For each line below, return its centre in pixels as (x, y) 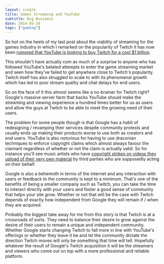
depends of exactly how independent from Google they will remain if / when (82, 200)
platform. (14, 256)
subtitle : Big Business (29, 19)
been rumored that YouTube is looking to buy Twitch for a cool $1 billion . (78, 53)
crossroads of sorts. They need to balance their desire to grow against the (80, 220)
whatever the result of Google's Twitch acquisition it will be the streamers (79, 246)
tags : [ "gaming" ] (23, 28)
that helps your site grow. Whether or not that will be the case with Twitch (79, 195)
